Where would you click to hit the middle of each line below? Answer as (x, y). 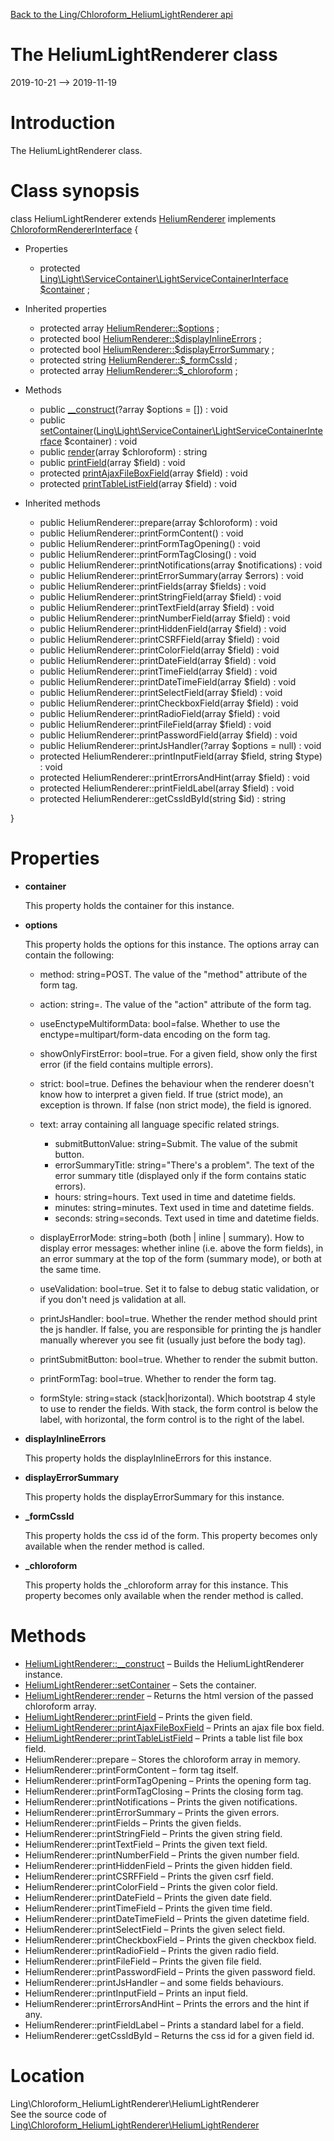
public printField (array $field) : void (112, 462)
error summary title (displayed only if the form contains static (180, 1175)
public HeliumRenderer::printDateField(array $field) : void (158, 660)
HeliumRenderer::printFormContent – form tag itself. (131, 1770)
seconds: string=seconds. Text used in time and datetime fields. (187, 1218)
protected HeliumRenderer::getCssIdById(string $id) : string (163, 798)
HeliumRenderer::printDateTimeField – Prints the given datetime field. (167, 1918)
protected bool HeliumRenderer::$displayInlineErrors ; (150, 338)
